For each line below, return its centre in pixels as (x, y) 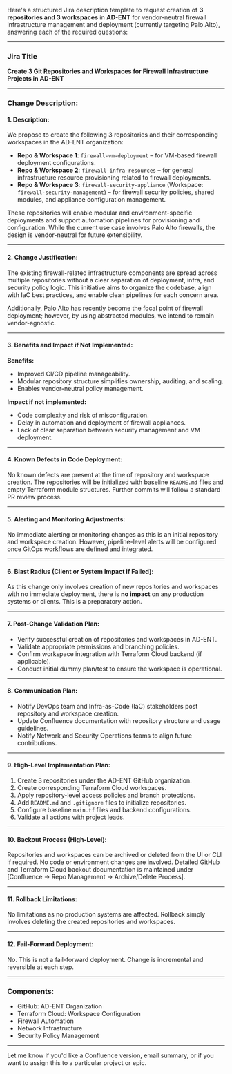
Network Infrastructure (50, 1028)
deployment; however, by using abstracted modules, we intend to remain (110, 315)
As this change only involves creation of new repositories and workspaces (113, 587)
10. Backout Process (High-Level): (57, 839)
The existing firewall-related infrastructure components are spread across (112, 273)
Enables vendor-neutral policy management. (80, 388)
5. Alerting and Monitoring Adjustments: (66, 519)
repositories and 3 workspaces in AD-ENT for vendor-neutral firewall (107, 17)
